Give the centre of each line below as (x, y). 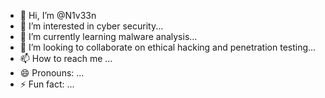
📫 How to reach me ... (66, 58)
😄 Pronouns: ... (52, 73)
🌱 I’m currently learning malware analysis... (108, 36)
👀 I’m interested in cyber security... (91, 26)
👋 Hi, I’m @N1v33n (58, 15)
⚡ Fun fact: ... (47, 84)
